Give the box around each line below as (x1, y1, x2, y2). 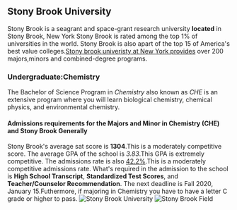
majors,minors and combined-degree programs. (7, 54, 148, 63)
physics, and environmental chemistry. (7, 103, 120, 111)
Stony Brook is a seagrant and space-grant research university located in (7, 24, 221, 32)
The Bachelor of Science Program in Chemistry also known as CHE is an (7, 88, 218, 97)
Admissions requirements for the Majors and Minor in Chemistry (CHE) (7, 119, 220, 128)
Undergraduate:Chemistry (7, 72, 100, 82)
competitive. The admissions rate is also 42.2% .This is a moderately (7, 157, 207, 166)
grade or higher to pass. (7, 194, 78, 203)
